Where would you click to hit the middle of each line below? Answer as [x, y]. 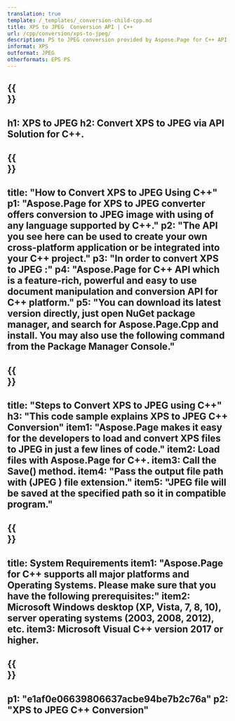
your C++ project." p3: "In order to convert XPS [113, 259]
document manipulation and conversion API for [113, 292]
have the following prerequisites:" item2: [99, 596]
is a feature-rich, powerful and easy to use [102, 281]
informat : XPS [28, 46]
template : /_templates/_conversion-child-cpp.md [80, 20]
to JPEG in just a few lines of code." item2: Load [114, 450]
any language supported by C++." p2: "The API [113, 226]
